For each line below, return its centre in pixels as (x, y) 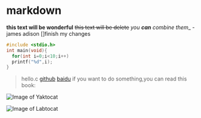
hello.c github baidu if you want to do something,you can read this (104, 79)
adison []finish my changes (57, 33)
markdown (34, 11)
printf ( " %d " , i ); (32, 62)
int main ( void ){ (27, 50)
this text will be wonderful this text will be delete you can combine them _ (99, 27)
